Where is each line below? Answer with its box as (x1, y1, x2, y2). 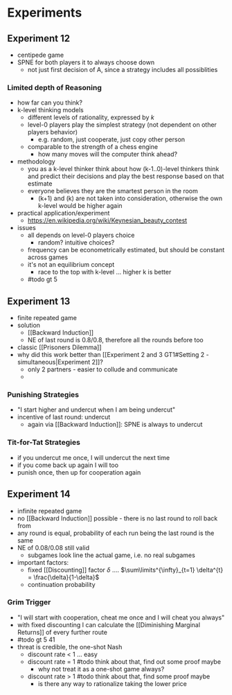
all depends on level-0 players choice (27, 231, 135, 240)
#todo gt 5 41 (17, 635, 55, 644)
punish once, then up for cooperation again (17, 468, 141, 476)
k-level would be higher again (37, 202, 123, 210)
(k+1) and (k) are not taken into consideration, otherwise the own (37, 194, 223, 202)
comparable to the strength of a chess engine (27, 143, 158, 151)
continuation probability (27, 580, 96, 588)
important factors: (17, 558, 69, 566)
